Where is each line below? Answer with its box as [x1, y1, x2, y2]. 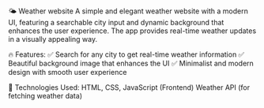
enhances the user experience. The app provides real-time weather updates [8, 26, 257, 35]
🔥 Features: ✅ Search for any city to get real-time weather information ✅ [8, 50, 245, 59]
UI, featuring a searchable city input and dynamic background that [8, 18, 224, 27]
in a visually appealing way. [8, 35, 97, 43]
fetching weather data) [8, 91, 83, 100]
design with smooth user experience [8, 68, 127, 76]
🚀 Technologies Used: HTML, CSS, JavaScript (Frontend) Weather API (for [8, 83, 251, 92]
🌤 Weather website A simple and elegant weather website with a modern [8, 6, 249, 16]
